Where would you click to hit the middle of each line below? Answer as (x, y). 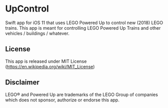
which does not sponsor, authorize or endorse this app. (62, 100)
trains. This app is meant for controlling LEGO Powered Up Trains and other (83, 28)
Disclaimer (22, 83)
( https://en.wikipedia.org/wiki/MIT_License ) (50, 66)
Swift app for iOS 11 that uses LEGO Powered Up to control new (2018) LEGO (84, 23)
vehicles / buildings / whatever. (37, 33)
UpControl (27, 9)
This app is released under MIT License (46, 61)
